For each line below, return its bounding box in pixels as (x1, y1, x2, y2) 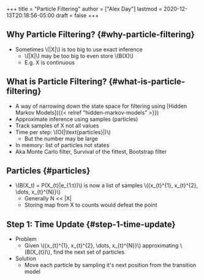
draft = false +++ (56, 12, 99, 19)
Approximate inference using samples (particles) (15, 115, 138, 123)
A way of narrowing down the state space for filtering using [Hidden (15, 102, 187, 110)
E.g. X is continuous (24, 58, 75, 66)
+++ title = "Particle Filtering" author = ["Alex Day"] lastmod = (6, 6, 162, 12)
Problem (15, 235, 37, 243)
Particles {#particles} (6, 165, 91, 176)
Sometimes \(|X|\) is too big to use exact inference (15, 45, 143, 53)
